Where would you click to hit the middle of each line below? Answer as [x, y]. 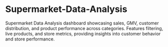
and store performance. [30, 39]
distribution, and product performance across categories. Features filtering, [84, 28]
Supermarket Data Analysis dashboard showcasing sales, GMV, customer [82, 23]
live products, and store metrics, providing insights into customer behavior [83, 33]
